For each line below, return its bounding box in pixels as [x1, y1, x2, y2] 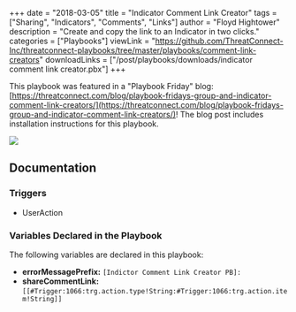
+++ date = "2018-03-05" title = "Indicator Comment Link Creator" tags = [9, 8, 277, 18]
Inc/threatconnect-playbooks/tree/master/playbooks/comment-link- [9, 45, 257, 56]
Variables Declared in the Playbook [9, 229, 163, 241]
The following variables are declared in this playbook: [9, 249, 204, 260]
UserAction [21, 207, 64, 217]
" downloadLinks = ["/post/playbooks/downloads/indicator [39, 55, 254, 65]
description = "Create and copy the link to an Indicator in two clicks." [9, 27, 260, 36]
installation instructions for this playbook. [9, 118, 159, 129]
